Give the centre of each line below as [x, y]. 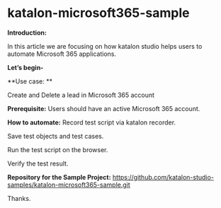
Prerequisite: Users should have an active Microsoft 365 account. [104, 108]
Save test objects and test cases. [56, 136]
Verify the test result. [38, 163]
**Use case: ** [30, 81]
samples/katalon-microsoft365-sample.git [69, 185]
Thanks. [19, 198]
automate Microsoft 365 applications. [62, 54]
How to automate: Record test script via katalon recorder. [91, 122]
